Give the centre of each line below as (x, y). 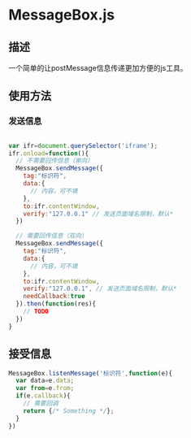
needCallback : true (54, 297)
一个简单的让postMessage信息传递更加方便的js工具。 (98, 68)
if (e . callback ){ (43, 396)
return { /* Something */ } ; (69, 411)
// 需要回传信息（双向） (52, 236)
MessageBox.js (62, 15)
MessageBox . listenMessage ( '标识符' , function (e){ (91, 373)
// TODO (36, 312)
